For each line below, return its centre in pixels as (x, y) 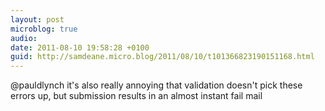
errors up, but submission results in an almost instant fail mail (136, 96)
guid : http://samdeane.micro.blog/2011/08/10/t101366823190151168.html (162, 57)
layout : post (37, 19)
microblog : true (44, 29)
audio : (24, 38)
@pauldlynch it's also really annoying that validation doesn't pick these (156, 85)
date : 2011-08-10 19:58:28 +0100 (80, 47)
